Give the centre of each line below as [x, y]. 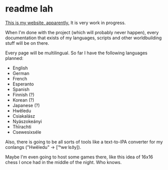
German [21, 73]
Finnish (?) [23, 95]
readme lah [29, 9]
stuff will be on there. [27, 43]
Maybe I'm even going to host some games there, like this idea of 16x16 [79, 157]
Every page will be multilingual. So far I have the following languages [76, 53]
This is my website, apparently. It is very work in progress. [65, 23]
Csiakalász [24, 116]
